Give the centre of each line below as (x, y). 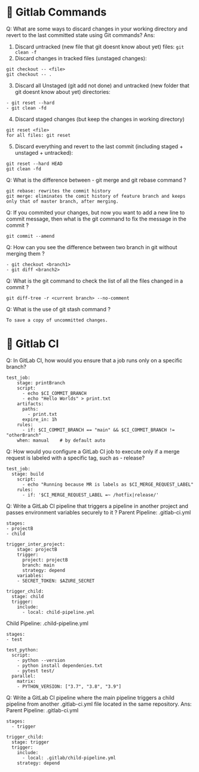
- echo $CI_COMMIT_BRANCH (54, 393)
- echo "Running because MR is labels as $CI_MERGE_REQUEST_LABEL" (108, 484)
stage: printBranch (41, 383)
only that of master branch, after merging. (62, 201)
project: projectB (45, 560)
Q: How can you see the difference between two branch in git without (92, 247)
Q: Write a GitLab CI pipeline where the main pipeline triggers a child (90, 697)
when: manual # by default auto (61, 440)
